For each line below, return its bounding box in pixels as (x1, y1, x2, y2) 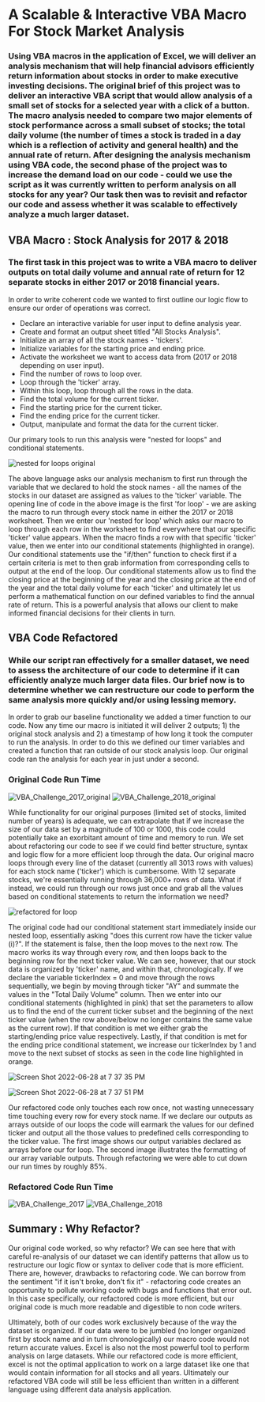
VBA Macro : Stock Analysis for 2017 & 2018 (8, 233, 229, 247)
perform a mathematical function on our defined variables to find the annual (8, 591, 255, 601)
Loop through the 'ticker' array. (19, 377, 121, 387)
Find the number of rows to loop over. (19, 369, 143, 378)
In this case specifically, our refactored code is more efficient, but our (8, 1294, 235, 1303)
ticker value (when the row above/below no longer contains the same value (8, 1014, 252, 1024)
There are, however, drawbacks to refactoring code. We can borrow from (8, 1268, 246, 1278)
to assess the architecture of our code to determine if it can (8, 665, 241, 676)
